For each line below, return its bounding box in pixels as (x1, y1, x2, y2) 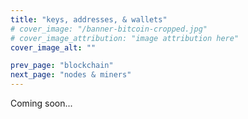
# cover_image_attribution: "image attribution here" (10, 33, 240, 43)
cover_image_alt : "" (10, 42, 97, 53)
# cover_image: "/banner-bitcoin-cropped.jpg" (10, 24, 208, 34)
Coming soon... (10, 97, 73, 109)
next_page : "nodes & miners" (10, 70, 132, 80)
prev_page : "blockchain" (10, 61, 114, 71)
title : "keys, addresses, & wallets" (10, 14, 168, 25)
